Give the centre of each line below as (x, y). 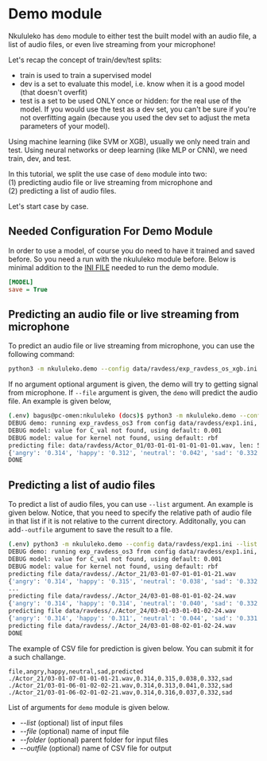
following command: (42, 355)
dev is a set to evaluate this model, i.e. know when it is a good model (132, 84)
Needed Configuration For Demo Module (110, 231)
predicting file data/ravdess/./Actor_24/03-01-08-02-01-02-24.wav (122, 626)
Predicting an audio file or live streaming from (124, 314)
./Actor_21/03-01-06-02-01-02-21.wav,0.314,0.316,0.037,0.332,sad (120, 692)
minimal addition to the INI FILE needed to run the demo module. (114, 267)
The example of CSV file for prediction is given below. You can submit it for (131, 648)
